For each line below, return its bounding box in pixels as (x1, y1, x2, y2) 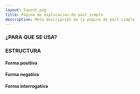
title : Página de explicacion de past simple (5, 12, 103, 17)
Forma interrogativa (5, 83, 48, 89)
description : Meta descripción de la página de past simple (5, 17, 135, 22)
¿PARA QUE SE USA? (5, 34, 57, 41)
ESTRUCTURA (5, 47, 42, 54)
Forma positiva (5, 59, 38, 66)
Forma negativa (5, 72, 39, 78)
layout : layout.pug (5, 7, 47, 13)
